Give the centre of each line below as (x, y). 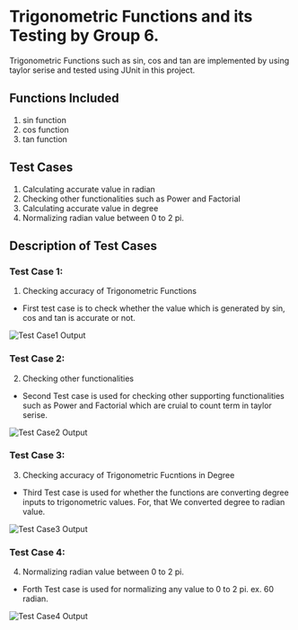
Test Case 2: (37, 359)
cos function (45, 129)
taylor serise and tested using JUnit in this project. (102, 70)
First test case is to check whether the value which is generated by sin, (153, 308)
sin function (44, 120)
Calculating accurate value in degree (90, 208)
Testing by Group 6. (84, 35)
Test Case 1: (36, 271)
